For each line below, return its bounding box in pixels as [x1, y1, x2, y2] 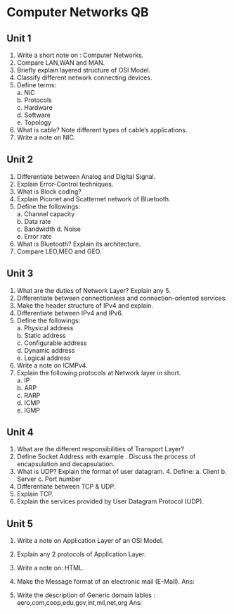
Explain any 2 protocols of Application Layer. [16, 550, 146, 558]
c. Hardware [16, 104, 53, 111]
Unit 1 [6, 32, 32, 44]
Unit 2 [6, 153, 34, 165]
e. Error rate [16, 232, 52, 240]
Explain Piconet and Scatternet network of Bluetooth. [16, 194, 171, 203]
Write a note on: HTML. [16, 564, 85, 572]
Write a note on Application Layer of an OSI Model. [16, 537, 164, 545]
